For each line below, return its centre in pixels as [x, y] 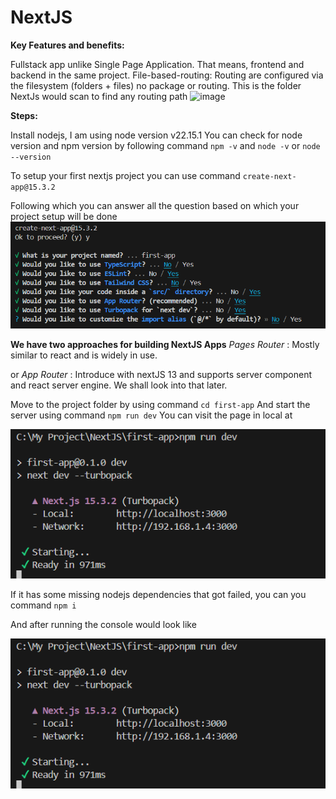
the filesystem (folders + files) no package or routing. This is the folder [156, 85]
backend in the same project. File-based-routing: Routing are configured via [167, 75]
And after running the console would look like [103, 625]
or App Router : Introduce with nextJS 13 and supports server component [161, 374]
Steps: [24, 115]
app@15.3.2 [33, 187]
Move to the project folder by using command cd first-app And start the [160, 404]
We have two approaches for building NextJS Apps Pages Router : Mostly [165, 344]
